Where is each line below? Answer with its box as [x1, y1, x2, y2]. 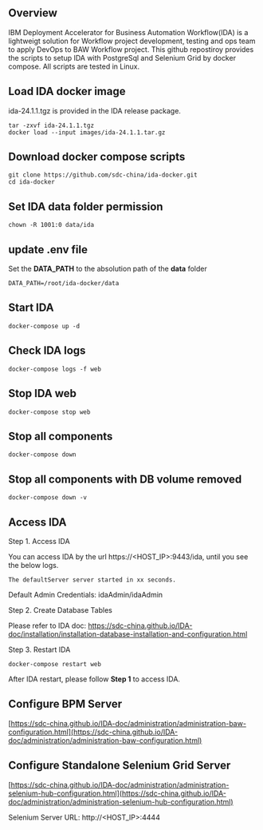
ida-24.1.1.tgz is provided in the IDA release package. [8, 105, 182, 115]
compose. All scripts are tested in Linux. [8, 62, 140, 71]
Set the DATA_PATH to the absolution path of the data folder [8, 264, 207, 274]
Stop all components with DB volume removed [8, 472, 242, 486]
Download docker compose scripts [8, 150, 186, 164]
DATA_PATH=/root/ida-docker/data [8, 280, 120, 288]
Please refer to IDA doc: [8, 621, 87, 630]
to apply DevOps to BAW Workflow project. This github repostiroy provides [8, 44, 254, 54]
